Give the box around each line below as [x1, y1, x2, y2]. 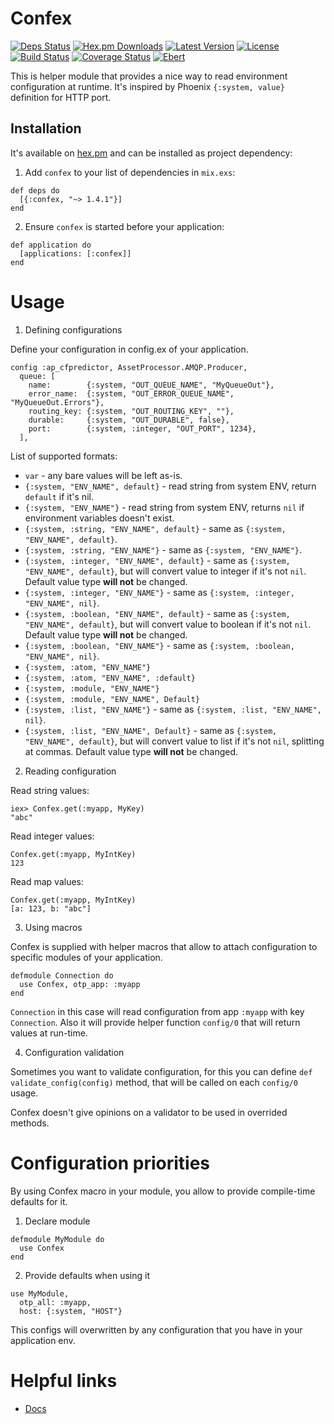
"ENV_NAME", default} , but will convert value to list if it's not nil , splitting [24, 735, 325, 747]
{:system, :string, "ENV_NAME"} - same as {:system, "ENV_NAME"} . [24, 543, 303, 556]
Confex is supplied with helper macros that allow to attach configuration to [10, 940, 318, 952]
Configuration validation [24, 1046, 125, 1058]
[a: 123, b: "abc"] [10, 903, 92, 914]
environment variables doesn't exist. [24, 512, 175, 524]
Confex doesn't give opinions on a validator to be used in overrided [10, 1106, 288, 1118]
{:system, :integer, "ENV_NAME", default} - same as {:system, [24, 554, 291, 566]
